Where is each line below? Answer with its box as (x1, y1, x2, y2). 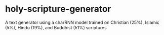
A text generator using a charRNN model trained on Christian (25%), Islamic (5, 19, 160, 25)
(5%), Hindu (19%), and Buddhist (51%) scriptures (5, 24, 107, 30)
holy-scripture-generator (5, 3, 111, 15)
